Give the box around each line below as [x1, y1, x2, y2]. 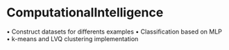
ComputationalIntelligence [6, 5, 164, 21]
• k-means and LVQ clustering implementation [6, 34, 139, 42]
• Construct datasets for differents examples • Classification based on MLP [6, 27, 223, 36]
